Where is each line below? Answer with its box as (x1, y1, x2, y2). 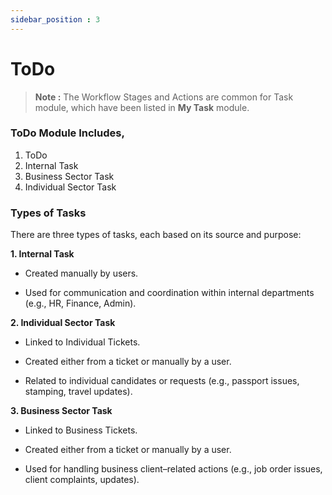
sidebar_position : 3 (10, 14, 101, 25)
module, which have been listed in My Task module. (34, 101, 250, 113)
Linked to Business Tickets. (24, 424, 138, 436)
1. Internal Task (10, 248, 75, 260)
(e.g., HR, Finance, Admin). (24, 297, 137, 310)
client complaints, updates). (24, 474, 140, 486)
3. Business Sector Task (10, 405, 113, 417)
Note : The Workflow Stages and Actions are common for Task (34, 91, 294, 103)
